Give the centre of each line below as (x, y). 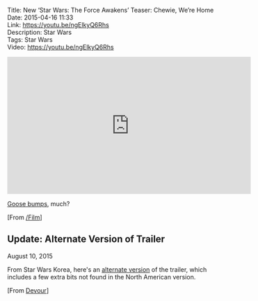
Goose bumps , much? (39, 204)
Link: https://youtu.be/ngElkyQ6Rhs (58, 25)
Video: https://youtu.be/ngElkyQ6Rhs (61, 47)
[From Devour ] (28, 290)
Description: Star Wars (39, 32)
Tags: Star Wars (30, 40)
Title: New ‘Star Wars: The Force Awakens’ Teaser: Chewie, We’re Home (111, 10)
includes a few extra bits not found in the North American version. (102, 277)
